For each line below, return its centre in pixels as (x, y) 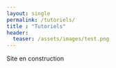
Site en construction (35, 58)
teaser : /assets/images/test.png (61, 39)
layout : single (28, 13)
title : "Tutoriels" (36, 26)
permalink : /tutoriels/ (41, 20)
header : (18, 33)
